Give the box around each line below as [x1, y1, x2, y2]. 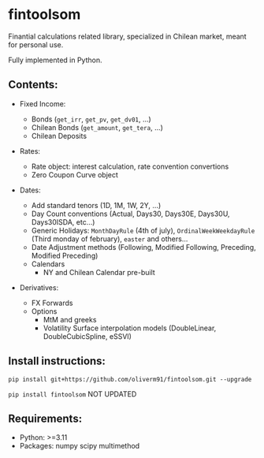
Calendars [31, 259, 65, 269]
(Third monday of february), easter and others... [31, 234, 188, 244]
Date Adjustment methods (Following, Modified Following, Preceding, [31, 242, 256, 251]
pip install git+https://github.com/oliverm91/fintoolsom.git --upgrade [8, 375, 252, 383]
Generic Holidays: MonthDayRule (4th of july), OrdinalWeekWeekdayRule [31, 225, 255, 235]
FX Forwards [31, 298, 73, 307]
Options [31, 306, 58, 316]
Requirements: [8, 411, 83, 425]
